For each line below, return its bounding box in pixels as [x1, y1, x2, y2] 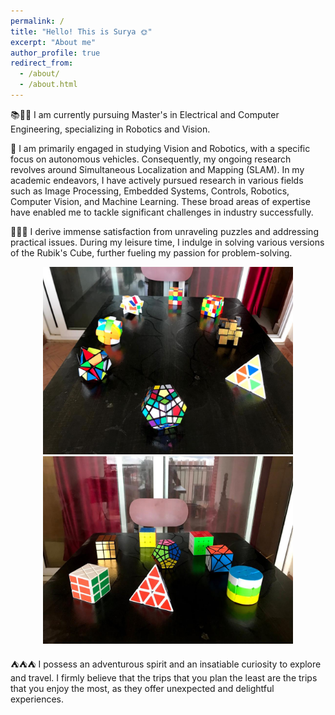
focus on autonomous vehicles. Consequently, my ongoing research [10, 153, 292, 165]
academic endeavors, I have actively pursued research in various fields [10, 174, 304, 186]
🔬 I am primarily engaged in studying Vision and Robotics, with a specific [10, 142, 311, 154]
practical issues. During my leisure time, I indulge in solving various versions [10, 236, 325, 248]
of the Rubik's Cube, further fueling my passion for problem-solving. [10, 246, 293, 259]
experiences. [10, 693, 65, 705]
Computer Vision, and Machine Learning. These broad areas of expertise [10, 195, 311, 207]
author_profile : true [10, 48, 101, 58]
